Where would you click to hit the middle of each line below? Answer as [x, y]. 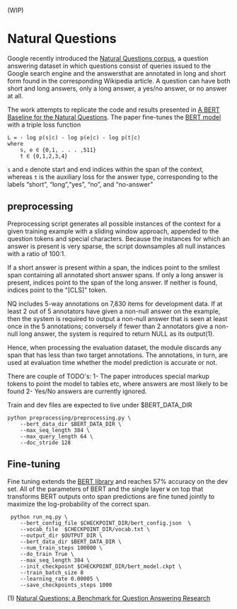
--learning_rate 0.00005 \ [60, 579]
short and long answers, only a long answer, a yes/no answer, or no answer [117, 88]
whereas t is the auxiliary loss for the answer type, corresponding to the [112, 177]
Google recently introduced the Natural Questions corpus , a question [108, 58]
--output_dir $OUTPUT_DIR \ [61, 535]
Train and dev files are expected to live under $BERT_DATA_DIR [100, 405]
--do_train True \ [47, 554]
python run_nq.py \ [39, 517]
